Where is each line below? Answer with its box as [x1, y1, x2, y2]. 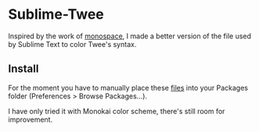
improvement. [8, 115, 53, 124]
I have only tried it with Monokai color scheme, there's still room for [8, 106, 225, 116]
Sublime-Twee [8, 5, 104, 23]
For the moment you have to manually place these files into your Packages [8, 83, 249, 92]
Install [8, 62, 39, 76]
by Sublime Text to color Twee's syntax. [8, 39, 137, 48]
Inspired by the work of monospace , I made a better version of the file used [8, 31, 252, 41]
